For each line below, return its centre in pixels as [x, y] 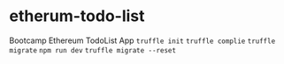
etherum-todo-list [77, 16]
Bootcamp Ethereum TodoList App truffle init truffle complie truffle [142, 40]
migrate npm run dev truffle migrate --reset [93, 50]
